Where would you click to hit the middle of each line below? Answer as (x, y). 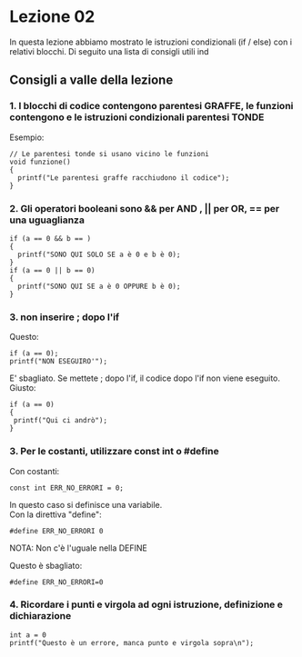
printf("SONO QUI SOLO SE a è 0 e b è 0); (99, 254)
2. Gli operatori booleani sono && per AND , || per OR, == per (145, 208)
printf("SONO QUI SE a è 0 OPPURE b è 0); (99, 286)
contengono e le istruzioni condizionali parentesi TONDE (137, 117)
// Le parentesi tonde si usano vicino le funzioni (109, 154)
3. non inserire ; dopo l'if (65, 317)
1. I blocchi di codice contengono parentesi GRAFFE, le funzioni (151, 106)
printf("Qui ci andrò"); (60, 421)
